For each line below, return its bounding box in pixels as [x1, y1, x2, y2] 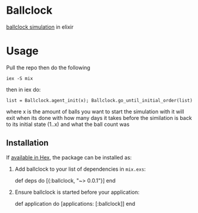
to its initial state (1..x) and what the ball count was [6, 121, 130, 128]
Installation [6, 138, 49, 148]
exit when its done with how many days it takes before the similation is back [6, 114, 192, 121]
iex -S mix [6, 75, 33, 81]
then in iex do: [6, 86, 41, 93]
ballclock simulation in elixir [6, 23, 74, 30]
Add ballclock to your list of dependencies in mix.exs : [14, 165, 146, 172]
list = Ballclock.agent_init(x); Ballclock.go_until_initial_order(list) [6, 97, 193, 103]
